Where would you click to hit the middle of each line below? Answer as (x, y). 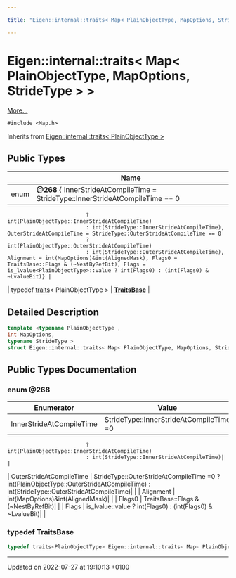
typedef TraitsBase (41, 532)
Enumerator (54, 408)
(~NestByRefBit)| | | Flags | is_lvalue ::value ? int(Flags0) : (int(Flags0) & (110, 506)
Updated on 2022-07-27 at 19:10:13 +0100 (68, 567)
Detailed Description (53, 312)
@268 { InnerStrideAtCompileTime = (97, 190)
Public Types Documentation (72, 370)
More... (18, 110)
